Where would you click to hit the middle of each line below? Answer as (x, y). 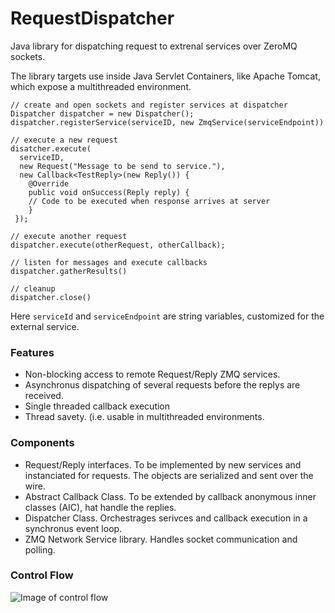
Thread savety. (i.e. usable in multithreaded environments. (144, 417)
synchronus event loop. (73, 528)
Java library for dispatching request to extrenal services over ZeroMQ (154, 46)
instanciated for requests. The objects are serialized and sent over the (169, 475)
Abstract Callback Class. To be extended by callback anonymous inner (170, 496)
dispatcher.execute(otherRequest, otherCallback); (118, 245)
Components (42, 443)
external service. (45, 326)
